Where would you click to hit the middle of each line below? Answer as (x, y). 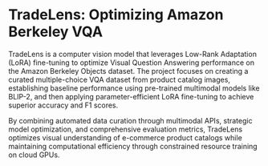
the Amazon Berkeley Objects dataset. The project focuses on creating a (128, 71)
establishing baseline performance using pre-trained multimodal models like (134, 88)
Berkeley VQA (55, 32)
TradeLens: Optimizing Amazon (116, 15)
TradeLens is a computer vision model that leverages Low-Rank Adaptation (132, 54)
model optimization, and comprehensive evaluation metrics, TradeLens (126, 129)
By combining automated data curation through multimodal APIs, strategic (130, 120)
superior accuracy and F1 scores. (63, 105)
